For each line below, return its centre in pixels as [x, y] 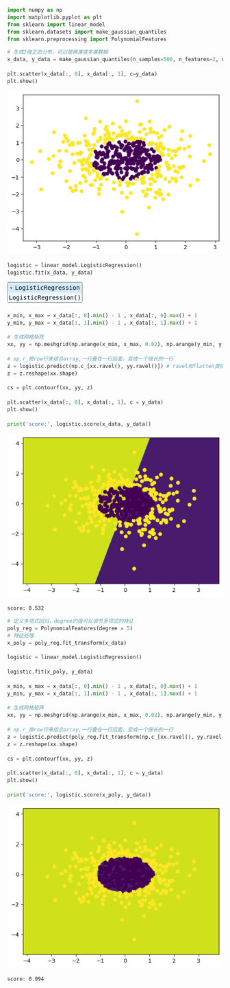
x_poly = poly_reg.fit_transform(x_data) [67, 643]
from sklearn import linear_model [56, 24]
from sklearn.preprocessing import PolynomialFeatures [87, 39]
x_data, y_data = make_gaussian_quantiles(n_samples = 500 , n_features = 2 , [113, 60]
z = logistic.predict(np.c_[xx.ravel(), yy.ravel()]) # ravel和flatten [111, 366]
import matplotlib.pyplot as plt [55, 17]
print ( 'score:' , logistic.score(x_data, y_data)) [79, 424]
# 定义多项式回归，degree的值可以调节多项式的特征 [71, 621]
